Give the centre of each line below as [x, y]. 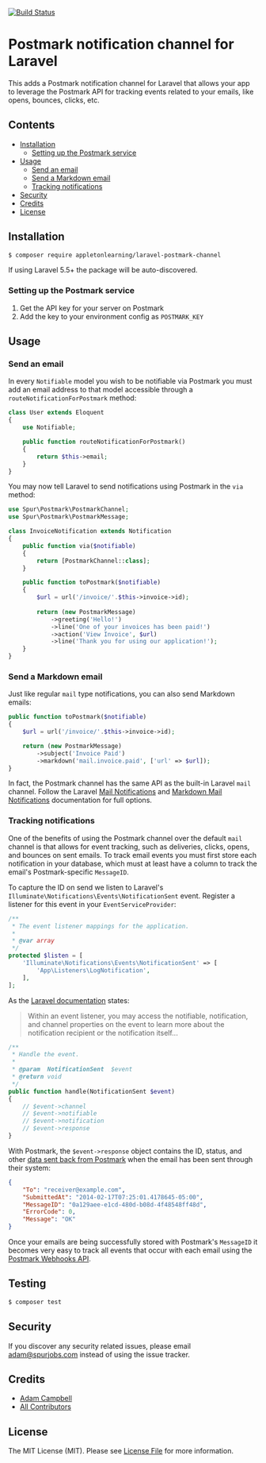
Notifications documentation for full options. [80, 800]
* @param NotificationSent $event [72, 1069]
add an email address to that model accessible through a [101, 390]
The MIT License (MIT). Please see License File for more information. [121, 1451]
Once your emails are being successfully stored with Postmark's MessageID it [133, 1242]
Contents [32, 125]
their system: [30, 1168]
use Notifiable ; [49, 428]
